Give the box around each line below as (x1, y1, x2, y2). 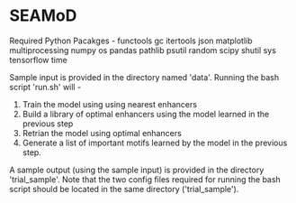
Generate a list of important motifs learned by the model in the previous (22, 137, 288, 148)
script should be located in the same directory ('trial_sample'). (9, 183, 239, 194)
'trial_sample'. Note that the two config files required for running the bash (9, 173, 281, 185)
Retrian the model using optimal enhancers (22, 127, 182, 138)
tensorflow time (9, 54, 67, 65)
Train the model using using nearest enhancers (22, 98, 198, 109)
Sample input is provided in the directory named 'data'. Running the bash (9, 71, 280, 82)
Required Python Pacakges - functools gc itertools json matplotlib (9, 35, 254, 46)
